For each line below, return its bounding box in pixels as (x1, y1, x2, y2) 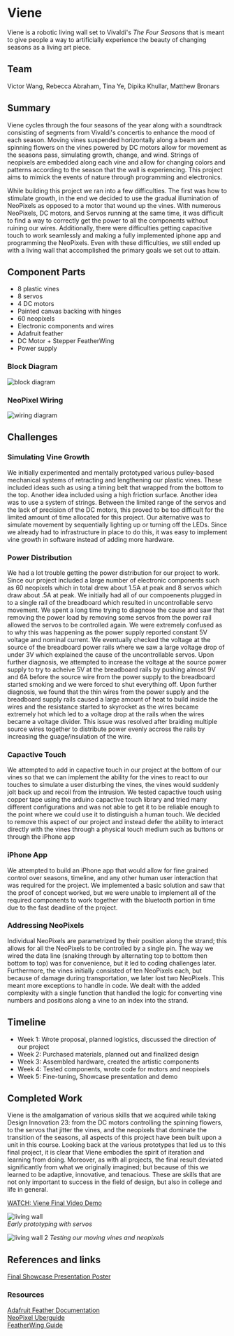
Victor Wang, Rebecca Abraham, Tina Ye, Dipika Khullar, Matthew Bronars (7, 82, 220, 90)
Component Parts (7, 266, 86, 278)
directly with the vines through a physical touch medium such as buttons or (7, 825, 224, 834)
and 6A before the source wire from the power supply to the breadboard (7, 672, 215, 681)
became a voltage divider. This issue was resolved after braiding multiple (7, 717, 218, 725)
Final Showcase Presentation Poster (7, 1272, 111, 1281)
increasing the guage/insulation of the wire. (7, 732, 133, 740)
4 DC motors (17, 300, 54, 308)
